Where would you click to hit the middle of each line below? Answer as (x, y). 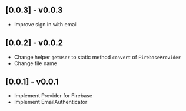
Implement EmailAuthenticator (51, 102)
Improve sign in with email (46, 24)
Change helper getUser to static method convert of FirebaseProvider (97, 57)
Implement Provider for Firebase (53, 96)
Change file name (35, 63)
